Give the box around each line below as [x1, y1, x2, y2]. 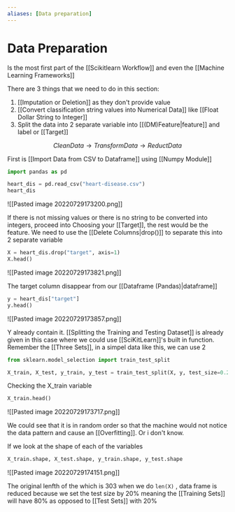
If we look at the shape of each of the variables [7, 442, 143, 451]
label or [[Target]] [17, 127, 69, 136]
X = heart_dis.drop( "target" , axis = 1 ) [7, 249, 120, 256]
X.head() [7, 256, 33, 263]
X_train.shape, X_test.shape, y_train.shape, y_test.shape [7, 455, 183, 463]
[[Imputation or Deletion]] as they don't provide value [17, 98, 171, 106]
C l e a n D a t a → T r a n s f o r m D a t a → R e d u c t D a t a [52, 141, 183, 149]
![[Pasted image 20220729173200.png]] [7, 200, 123, 208]
